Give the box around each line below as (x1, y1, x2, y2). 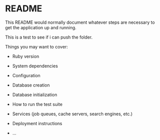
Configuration (12, 72, 40, 78)
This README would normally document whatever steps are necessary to (5, 19, 155, 25)
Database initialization (12, 92, 58, 97)
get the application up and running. (5, 24, 77, 30)
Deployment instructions (12, 120, 63, 126)
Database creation (12, 82, 50, 88)
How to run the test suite (12, 101, 63, 107)
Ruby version (12, 53, 40, 59)
